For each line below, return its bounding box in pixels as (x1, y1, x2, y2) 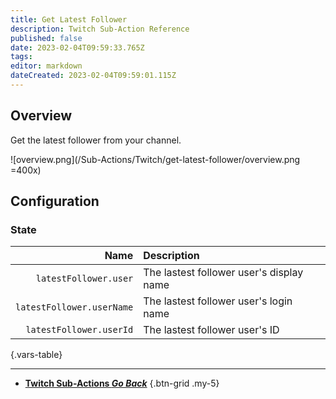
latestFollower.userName (15, 302, 134, 313)
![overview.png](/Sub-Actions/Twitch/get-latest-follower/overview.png (10, 153, 301, 165)
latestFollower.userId (25, 324, 134, 336)
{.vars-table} (10, 349, 63, 361)
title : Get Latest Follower (10, 14, 128, 25)
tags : (10, 52, 33, 62)
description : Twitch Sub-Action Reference (10, 24, 190, 34)
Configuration (10, 193, 100, 210)
